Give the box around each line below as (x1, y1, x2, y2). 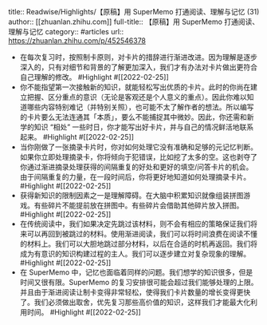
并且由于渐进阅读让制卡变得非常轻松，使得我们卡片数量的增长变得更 (19, 287, 244, 297)
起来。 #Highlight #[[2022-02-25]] (19, 133, 134, 141)
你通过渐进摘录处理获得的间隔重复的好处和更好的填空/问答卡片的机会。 (19, 162, 253, 172)
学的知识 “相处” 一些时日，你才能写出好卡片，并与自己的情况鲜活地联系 (19, 122, 254, 132)
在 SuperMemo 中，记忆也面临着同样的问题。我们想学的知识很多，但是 (19, 268, 253, 277)
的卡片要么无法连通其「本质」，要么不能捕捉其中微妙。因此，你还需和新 (19, 113, 254, 121)
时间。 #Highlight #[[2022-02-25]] (26, 307, 141, 317)
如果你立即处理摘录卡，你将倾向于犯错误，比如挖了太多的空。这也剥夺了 (19, 153, 257, 161)
